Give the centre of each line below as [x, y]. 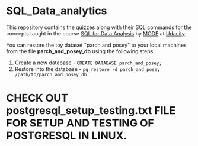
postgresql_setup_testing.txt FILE [91, 111]
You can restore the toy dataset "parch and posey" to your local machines [96, 45]
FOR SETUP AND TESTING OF [80, 123]
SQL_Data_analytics [57, 11]
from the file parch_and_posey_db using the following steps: [81, 51]
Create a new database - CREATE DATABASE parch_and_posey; [88, 63]
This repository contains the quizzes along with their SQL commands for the [99, 27]
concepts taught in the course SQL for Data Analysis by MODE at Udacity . [96, 33]
